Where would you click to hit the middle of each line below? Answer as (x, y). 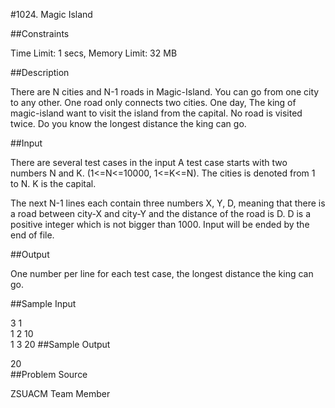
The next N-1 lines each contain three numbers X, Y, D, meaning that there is (168, 203)
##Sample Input (43, 303)
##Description (40, 72)
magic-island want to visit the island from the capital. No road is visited (156, 113)
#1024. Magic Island (51, 14)
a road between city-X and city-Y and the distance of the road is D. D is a (161, 213)
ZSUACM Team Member (60, 393)
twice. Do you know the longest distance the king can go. (128, 123)
